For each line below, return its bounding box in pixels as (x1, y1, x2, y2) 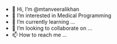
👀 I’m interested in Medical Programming (11, 12, 112, 19)
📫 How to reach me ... (11, 32, 67, 38)
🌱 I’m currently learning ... (11, 18, 75, 25)
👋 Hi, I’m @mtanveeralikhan (11, 6, 80, 12)
